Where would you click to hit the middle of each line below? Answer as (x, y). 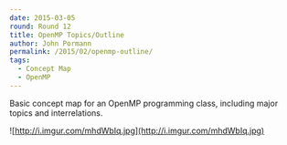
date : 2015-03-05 (43, 18)
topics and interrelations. (56, 113)
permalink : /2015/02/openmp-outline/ (81, 52)
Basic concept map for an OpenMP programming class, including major (144, 103)
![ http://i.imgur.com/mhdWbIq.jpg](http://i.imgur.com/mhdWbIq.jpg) (137, 130)
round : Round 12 (40, 26)
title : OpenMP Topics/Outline (67, 35)
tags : (20, 60)
